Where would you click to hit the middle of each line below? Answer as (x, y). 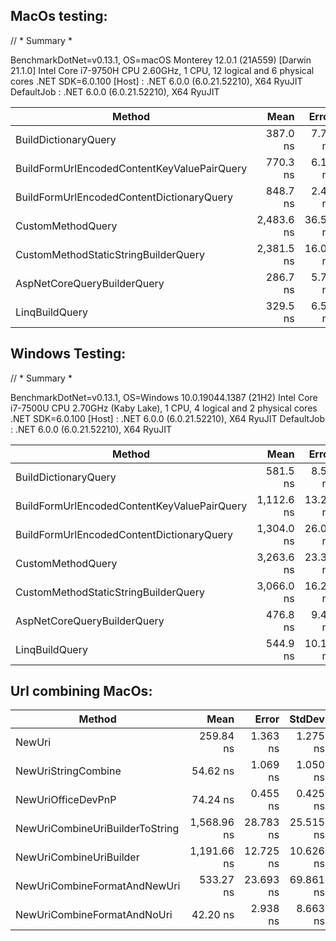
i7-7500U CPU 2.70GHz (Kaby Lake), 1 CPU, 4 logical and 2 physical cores (164, 408)
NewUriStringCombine (68, 771)
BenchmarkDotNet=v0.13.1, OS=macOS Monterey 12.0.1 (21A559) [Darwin (161, 60)
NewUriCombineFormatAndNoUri (94, 915)
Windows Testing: (68, 354)
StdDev (307, 719)
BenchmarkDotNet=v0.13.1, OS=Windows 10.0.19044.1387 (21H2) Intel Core (164, 397)
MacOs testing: (59, 16)
